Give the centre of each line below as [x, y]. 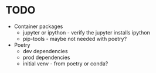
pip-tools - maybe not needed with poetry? [75, 39]
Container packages [38, 26]
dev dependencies [45, 51]
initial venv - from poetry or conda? [65, 63]
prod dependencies [46, 57]
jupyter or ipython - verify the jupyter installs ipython [86, 32]
